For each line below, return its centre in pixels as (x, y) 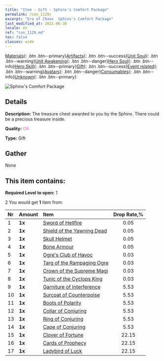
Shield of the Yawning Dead (75, 231)
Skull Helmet (57, 239)
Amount (29, 215)
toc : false (16, 37)
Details (16, 102)
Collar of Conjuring (65, 311)
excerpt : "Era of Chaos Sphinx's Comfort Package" (59, 19)
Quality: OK (17, 128)
